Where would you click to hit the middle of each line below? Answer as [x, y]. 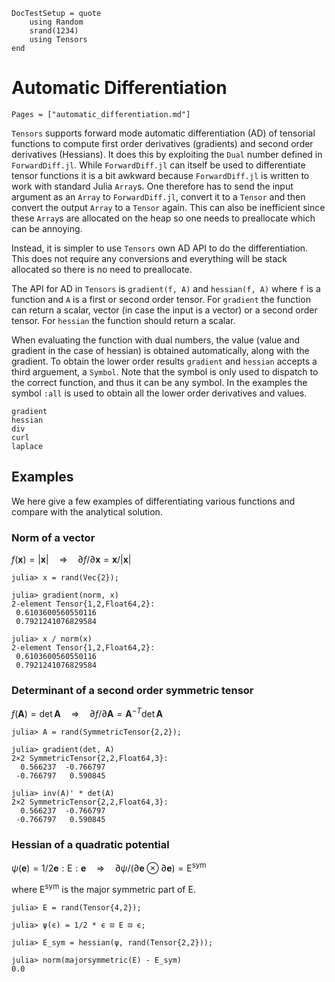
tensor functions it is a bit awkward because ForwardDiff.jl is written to [160, 175]
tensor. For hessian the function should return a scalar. [123, 320]
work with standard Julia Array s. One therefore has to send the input [152, 186]
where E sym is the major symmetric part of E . [103, 888]
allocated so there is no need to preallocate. [102, 269]
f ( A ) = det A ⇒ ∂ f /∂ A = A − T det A [87, 712]
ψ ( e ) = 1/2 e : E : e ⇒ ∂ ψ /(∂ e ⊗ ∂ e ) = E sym [109, 867]
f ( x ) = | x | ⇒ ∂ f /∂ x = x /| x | [71, 560]
